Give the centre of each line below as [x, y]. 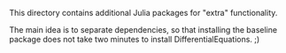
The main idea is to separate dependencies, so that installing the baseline [143, 30]
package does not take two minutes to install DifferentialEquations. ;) [135, 39]
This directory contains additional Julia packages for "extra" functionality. [143, 13]
